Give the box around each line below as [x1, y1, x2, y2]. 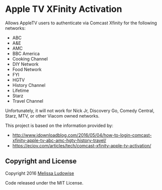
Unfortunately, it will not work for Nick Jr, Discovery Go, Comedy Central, [5, 108, 155, 114]
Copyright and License [5, 157, 77, 166]
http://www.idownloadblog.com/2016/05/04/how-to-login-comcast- [12, 132, 152, 138]
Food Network [12, 66, 42, 72]
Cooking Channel [12, 56, 48, 62]
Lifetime [12, 87, 29, 93]
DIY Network [12, 61, 39, 67]
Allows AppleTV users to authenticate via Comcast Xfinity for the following [5, 20, 157, 26]
